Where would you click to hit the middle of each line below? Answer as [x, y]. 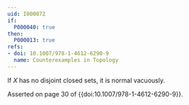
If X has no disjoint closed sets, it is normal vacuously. [86, 80]
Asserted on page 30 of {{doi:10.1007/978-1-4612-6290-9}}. [95, 94]
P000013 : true [34, 40]
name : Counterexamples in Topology [66, 60]
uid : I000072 [27, 14]
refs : [15, 47]
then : [15, 34]
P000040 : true [34, 27]
